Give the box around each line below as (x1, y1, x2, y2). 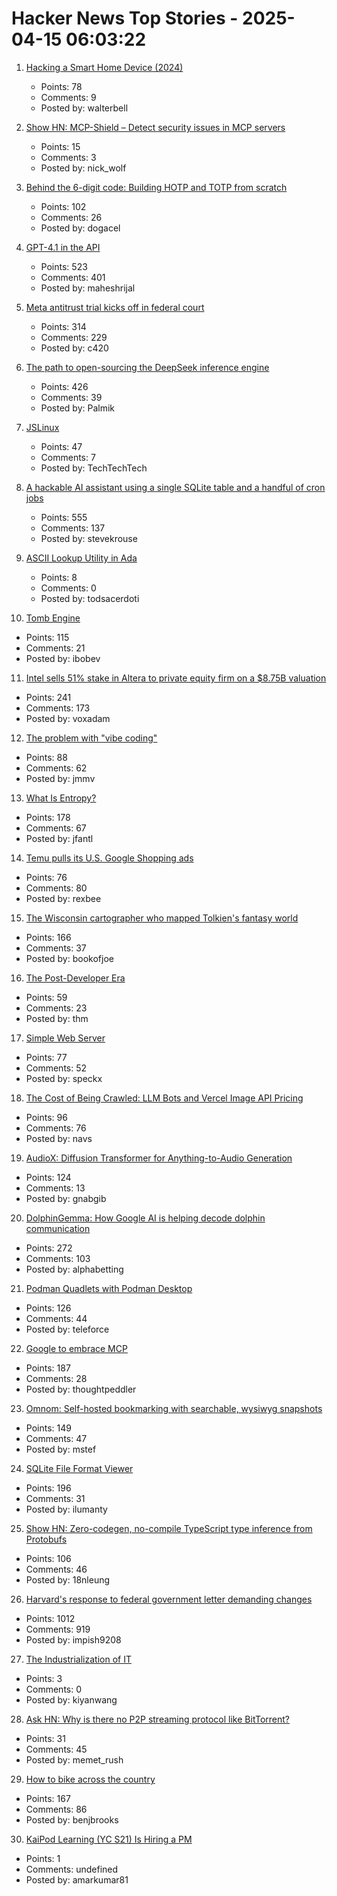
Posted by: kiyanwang (25, 1693, 118, 1706)
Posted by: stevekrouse (40, 532, 138, 544)
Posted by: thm (25, 1012, 89, 1024)
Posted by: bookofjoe (25, 952, 114, 964)
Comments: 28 (25, 1372, 88, 1384)
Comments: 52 (25, 1062, 88, 1074)
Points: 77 (25, 1051, 68, 1063)
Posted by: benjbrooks (25, 1813, 119, 1826)
